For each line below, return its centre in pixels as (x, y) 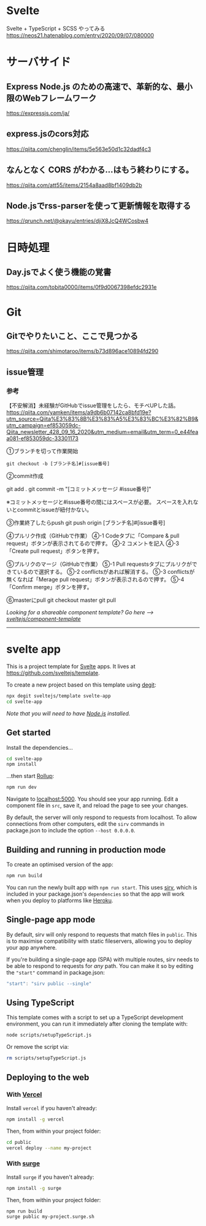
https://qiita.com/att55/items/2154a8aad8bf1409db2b (74, 185)
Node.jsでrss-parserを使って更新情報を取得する (99, 206)
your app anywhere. (32, 947)
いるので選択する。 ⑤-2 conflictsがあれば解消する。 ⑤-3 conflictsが (106, 572)
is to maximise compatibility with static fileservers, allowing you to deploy (99, 941)
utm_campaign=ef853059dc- (44, 425)
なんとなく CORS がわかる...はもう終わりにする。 (100, 170)
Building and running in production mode (86, 850)
